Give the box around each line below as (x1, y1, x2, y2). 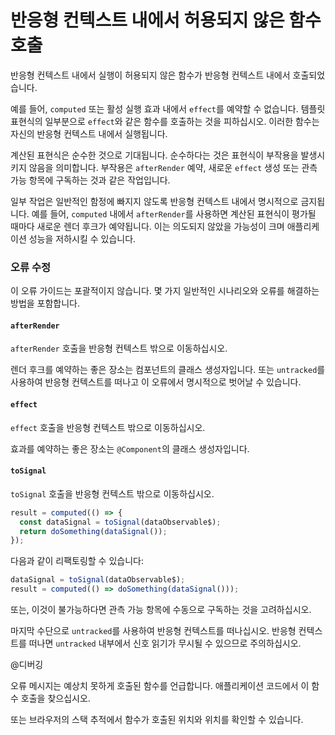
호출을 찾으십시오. (20, 692, 91, 705)
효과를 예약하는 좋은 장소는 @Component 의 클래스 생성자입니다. (10, 442, 250, 455)
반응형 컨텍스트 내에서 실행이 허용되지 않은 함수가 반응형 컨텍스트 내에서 (10, 69, 291, 81)
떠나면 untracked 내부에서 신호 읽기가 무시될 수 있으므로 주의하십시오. (28, 637, 302, 650)
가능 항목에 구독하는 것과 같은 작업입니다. (10, 174, 171, 186)
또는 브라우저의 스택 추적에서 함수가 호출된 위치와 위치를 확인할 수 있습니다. (10, 714, 304, 726)
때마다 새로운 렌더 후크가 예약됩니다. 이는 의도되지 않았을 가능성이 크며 (10, 220, 285, 232)
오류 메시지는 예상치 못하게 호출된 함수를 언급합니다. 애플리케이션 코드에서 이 (10, 680, 310, 692)
